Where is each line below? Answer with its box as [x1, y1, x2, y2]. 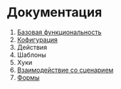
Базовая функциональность [16, 28, 102, 36]
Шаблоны [16, 51, 47, 59]
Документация [6, 4, 102, 21]
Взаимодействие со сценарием [16, 66, 114, 74]
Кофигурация [16, 35, 58, 43]
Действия [16, 43, 48, 51]
